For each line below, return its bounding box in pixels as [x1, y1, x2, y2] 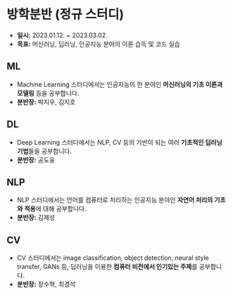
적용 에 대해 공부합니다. [23, 204, 87, 213]
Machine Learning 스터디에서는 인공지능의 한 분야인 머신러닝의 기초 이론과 [16, 80, 223, 88]
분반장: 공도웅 [16, 155, 56, 164]
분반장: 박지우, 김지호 [16, 98, 76, 106]
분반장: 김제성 [16, 214, 56, 222]
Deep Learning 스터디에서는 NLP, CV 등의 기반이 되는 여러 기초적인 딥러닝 [16, 138, 222, 146]
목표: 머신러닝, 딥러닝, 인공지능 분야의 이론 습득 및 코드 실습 [16, 39, 180, 48]
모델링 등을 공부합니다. [16, 88, 80, 97]
